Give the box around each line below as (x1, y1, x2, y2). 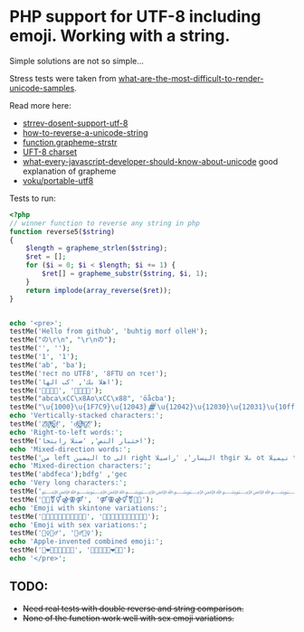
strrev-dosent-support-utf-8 (22, 118, 128, 128)
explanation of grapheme (22, 165, 117, 176)
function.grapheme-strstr (22, 137, 118, 147)
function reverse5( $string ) (9, 227, 116, 236)
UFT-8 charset (22, 146, 78, 157)
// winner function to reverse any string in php (9, 219, 201, 228)
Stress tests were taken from (9, 72, 117, 83)
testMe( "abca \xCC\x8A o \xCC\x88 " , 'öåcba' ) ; (9, 394, 176, 403)
